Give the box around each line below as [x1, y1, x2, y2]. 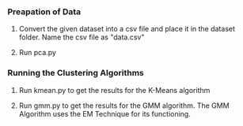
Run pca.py [18, 48, 57, 57]
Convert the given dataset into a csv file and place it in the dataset [18, 24, 235, 34]
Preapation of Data [7, 6, 82, 17]
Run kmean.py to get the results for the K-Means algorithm [18, 85, 211, 94]
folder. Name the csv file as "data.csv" [18, 32, 145, 42]
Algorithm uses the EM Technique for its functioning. [18, 109, 191, 118]
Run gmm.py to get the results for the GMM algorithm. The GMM [18, 101, 230, 110]
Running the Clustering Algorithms [7, 68, 144, 79]
